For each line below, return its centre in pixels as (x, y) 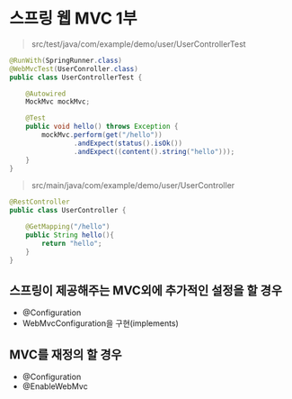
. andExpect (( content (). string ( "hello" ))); (154, 151)
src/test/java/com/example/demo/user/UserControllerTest (138, 44)
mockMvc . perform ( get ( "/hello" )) (102, 135)
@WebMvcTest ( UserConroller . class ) (74, 68)
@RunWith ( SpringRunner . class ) (66, 60)
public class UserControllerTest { (76, 77)
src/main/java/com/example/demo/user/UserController (133, 186)
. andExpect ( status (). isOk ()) (128, 143)
